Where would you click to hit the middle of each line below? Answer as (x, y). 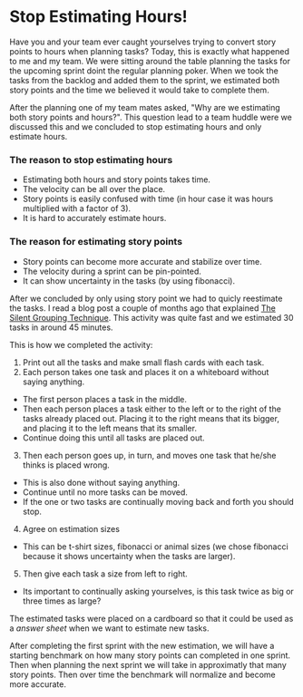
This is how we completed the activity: (81, 344)
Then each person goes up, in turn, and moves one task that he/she (149, 455)
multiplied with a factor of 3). (77, 208)
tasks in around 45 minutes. (61, 327)
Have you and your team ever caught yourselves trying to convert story (143, 42)
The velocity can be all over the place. (94, 189)
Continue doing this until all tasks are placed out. (114, 438)
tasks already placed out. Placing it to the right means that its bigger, (151, 418)
